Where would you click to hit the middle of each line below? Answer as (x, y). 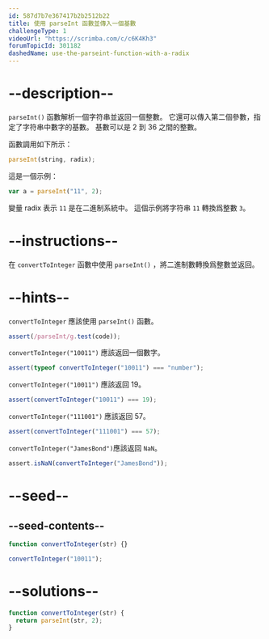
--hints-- (39, 297)
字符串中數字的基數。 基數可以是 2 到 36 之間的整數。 (112, 127)
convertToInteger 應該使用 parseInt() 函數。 (83, 321)
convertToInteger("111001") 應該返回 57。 (80, 417)
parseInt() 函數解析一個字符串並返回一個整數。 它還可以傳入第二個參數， (131, 116)
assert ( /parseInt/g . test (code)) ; (65, 336)
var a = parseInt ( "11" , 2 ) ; (56, 191)
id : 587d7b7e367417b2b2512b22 (59, 16)
